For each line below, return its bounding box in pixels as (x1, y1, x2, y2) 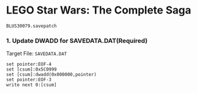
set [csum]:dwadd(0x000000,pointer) (6, 72, 97, 78)
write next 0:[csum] (6, 82, 58, 88)
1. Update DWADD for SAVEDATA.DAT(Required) (6, 36, 148, 45)
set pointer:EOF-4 (6, 61, 52, 68)
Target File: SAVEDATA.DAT (6, 50, 67, 57)
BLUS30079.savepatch (6, 23, 58, 29)
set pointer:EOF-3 (6, 77, 52, 83)
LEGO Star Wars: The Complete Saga (6, 4, 192, 17)
